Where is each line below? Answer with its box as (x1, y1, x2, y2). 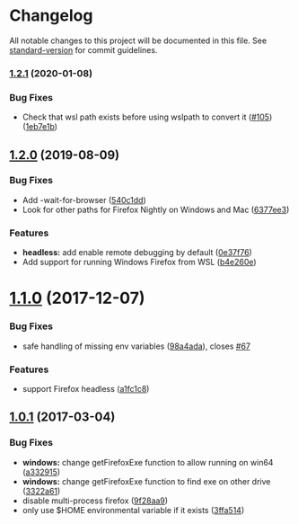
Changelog (9, 5, 93, 26)
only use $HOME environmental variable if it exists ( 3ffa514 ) (22, 504, 245, 515)
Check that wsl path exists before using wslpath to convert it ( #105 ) (22, 111, 273, 122)
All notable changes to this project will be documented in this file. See (9, 35, 267, 46)
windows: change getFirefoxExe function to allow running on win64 (22, 457, 274, 467)
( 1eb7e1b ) (22, 121, 58, 132)
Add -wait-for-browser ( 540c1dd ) (22, 194, 146, 205)
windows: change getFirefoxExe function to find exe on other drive (22, 475, 271, 486)
